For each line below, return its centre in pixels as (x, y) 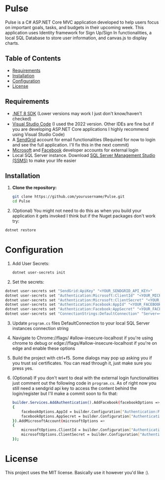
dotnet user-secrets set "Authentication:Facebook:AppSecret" (70, 309)
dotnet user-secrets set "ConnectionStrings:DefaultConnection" (72, 314)
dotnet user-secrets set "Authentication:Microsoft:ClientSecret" (74, 300)
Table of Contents (33, 59)
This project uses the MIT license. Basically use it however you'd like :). (77, 472)
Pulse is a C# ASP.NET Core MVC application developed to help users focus (82, 22)
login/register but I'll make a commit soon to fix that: (65, 393)
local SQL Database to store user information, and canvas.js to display (76, 38)
